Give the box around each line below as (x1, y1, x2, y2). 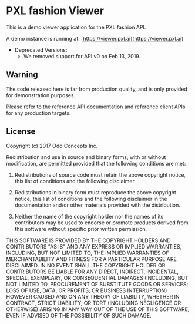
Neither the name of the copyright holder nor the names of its (14, 213, 164, 220)
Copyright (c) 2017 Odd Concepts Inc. (6, 142, 98, 149)
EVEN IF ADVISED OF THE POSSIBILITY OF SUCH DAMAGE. (6, 312, 152, 319)
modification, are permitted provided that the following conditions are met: (6, 160, 186, 167)
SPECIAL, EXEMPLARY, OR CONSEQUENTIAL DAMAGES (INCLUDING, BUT (6, 274, 189, 281)
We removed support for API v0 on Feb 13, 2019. (23, 52, 141, 59)
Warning (6, 70, 38, 80)
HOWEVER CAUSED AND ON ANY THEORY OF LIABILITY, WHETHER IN (6, 293, 180, 300)
